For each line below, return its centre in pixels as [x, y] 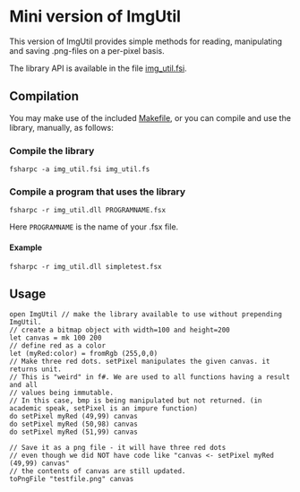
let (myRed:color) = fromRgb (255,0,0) [84, 354]
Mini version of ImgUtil [95, 17]
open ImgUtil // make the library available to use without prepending [146, 315]
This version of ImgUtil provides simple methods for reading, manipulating [146, 41]
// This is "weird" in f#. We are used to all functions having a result [150, 377]
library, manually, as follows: [61, 127]
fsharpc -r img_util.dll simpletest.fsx [86, 266]
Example [26, 247]
